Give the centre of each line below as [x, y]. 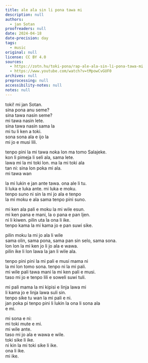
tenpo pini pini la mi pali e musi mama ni [47, 261]
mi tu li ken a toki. [23, 131]
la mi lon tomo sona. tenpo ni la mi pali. [46, 266]
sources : [14, 62]
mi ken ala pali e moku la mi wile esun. [45, 209]
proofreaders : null [26, 29]
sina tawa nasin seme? [29, 115]
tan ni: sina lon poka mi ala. [34, 168]
